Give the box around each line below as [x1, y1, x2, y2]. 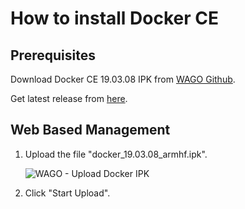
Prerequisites [10, 47, 96, 64]
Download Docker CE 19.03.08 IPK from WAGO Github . [10, 73, 236, 85]
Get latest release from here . [10, 93, 128, 104]
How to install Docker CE [10, 7, 219, 30]
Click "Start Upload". [24, 187, 111, 199]
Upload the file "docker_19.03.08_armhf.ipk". [24, 148, 208, 160]
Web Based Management [10, 122, 171, 139]
